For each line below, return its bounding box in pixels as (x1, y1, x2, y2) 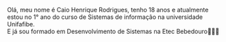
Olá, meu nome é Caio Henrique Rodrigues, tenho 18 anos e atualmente (7, 6, 209, 14)
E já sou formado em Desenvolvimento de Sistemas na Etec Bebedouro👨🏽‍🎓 (7, 27, 220, 35)
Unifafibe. (7, 20, 36, 28)
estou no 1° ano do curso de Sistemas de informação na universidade (7, 13, 203, 21)
